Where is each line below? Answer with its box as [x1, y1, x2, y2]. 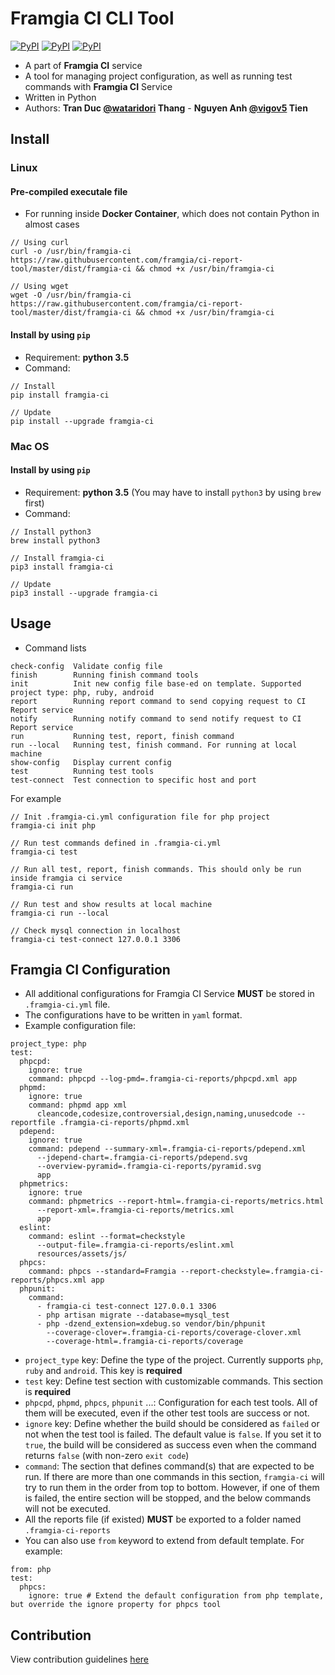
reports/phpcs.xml [10, 1275, 87, 1286]
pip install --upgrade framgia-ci [10, 416, 155, 426]
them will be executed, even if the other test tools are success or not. [24, 1407, 310, 1419]
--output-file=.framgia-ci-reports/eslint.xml [36, 1240, 235, 1251]
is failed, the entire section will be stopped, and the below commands [24, 1492, 312, 1504]
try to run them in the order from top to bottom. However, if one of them [24, 1482, 320, 1494]
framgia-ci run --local [10, 908, 110, 918]
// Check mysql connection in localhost [10, 925, 182, 936]
